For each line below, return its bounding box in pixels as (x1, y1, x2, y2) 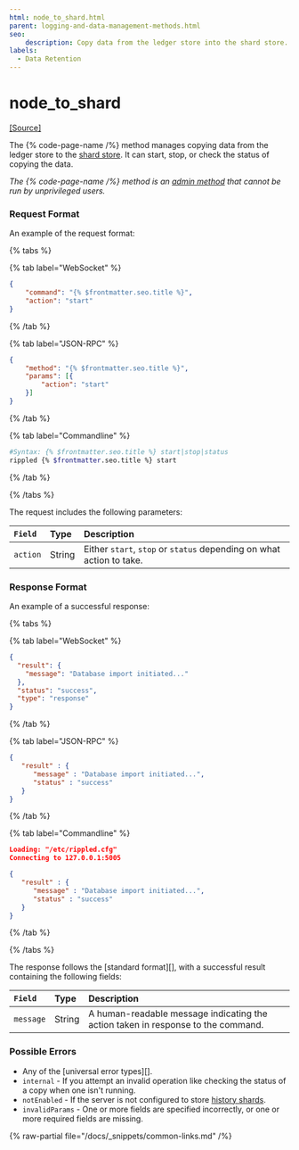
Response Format (9, 581, 87, 593)
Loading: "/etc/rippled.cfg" (9, 845, 117, 855)
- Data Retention (17, 54, 82, 63)
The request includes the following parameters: (9, 506, 183, 517)
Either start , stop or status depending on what (83, 542, 280, 555)
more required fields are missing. (21, 1113, 144, 1124)
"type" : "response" (17, 694, 90, 703)
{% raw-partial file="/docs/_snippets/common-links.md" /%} (9, 1130, 233, 1141)
